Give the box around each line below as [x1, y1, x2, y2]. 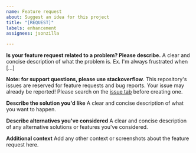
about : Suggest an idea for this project [6, 14, 110, 20]
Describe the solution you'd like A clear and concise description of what [6, 99, 184, 107]
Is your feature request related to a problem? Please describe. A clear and [6, 52, 190, 59]
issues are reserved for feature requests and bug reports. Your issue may [6, 82, 185, 89]
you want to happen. [6, 106, 56, 113]
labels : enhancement [6, 25, 57, 31]
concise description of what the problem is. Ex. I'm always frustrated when [6, 58, 188, 65]
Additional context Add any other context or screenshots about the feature [6, 135, 190, 142]
